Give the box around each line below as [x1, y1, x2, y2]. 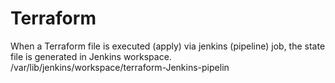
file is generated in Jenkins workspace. [10, 50, 172, 62]
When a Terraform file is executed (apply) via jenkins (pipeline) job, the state [10, 40, 326, 52]
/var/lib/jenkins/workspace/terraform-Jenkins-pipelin [10, 61, 230, 73]
